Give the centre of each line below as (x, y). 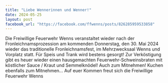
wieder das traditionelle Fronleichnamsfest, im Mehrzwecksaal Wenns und (83, 49)
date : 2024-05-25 (24, 15)
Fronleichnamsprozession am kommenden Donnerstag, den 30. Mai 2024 (82, 44)
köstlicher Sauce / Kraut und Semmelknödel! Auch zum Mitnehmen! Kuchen (84, 65)
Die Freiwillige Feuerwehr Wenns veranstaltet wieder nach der (70, 38)
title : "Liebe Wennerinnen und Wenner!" (49, 10)
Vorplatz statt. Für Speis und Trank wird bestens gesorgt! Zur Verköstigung (83, 55)
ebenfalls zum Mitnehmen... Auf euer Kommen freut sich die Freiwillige (79, 71)
